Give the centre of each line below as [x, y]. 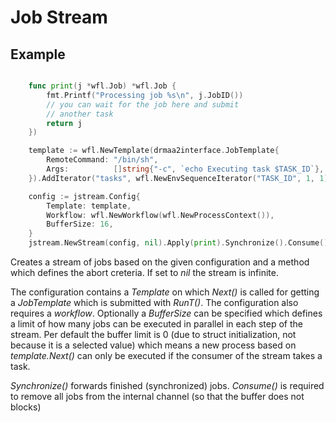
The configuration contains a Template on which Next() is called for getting [165, 292]
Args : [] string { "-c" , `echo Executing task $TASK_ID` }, [185, 169]
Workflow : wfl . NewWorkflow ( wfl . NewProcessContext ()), [160, 215]
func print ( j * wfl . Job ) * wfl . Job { [102, 86]
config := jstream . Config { [84, 196]
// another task [80, 114]
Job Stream [59, 17]
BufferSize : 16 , [80, 224]
